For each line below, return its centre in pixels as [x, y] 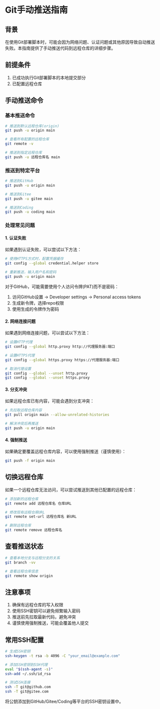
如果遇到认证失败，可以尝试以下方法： [43, 250]
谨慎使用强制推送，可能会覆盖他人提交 [50, 623]
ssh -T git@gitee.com [27, 691]
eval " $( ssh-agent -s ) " [29, 669]
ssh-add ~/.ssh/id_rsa [28, 674]
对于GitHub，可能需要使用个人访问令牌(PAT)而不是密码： [62, 286]
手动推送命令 [24, 100]
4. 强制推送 [16, 440]
